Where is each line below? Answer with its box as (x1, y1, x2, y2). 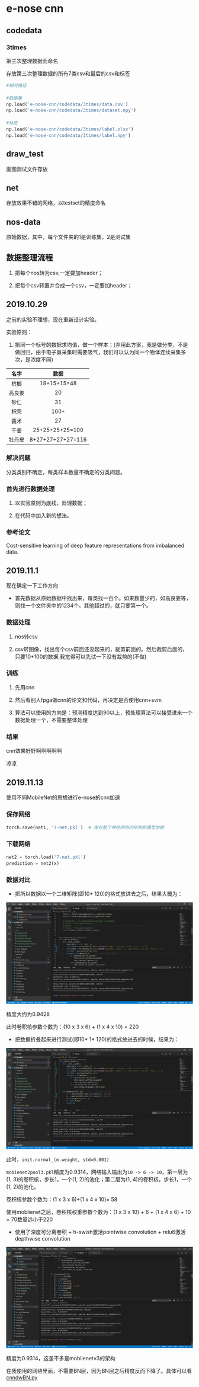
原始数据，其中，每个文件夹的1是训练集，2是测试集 (6, 234, 131, 241)
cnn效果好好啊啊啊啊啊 (6, 747, 62, 755)
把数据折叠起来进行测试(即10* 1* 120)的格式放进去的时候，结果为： (14, 1036, 179, 1043)
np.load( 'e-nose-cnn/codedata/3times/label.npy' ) (6, 132, 131, 138)
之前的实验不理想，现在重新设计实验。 (6, 316, 99, 323)
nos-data (6, 217, 41, 227)
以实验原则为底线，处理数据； (14, 500, 88, 507)
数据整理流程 (6, 253, 53, 263)
